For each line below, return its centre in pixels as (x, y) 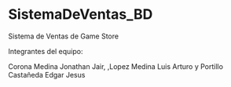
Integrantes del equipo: (46, 51)
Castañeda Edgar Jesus (47, 74)
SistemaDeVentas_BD (81, 14)
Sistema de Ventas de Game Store (64, 36)
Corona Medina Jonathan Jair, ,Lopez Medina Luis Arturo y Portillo (116, 66)
